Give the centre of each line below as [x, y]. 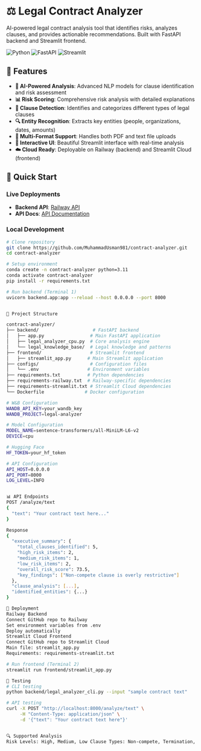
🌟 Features [27, 72]
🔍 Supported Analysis [34, 736]
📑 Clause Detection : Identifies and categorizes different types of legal [102, 108]
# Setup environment [32, 264]
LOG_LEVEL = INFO [25, 481]
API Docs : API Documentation [52, 214]
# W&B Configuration [32, 403]
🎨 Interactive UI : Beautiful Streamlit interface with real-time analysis [99, 143]
